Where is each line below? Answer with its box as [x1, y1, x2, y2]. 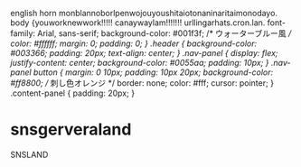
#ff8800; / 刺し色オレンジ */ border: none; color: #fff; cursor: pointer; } [10, 78, 275, 88]
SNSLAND [10, 149, 49, 160]
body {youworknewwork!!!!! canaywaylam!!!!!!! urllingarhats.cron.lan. [10, 17, 266, 28]
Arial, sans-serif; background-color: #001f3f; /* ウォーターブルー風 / [36, 28, 292, 39]
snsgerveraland [10, 119, 132, 140]
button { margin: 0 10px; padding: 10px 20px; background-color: [33, 67, 274, 78]
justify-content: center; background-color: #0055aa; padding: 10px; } [10, 58, 269, 68]
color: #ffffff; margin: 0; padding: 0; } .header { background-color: [10, 38, 258, 49]
